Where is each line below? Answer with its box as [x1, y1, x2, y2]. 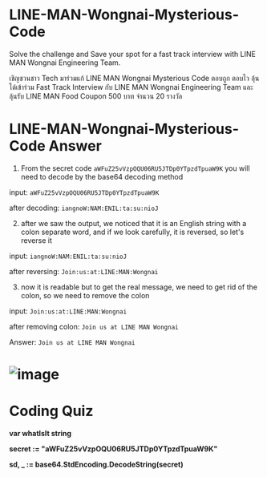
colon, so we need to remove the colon [20, 290, 150, 300]
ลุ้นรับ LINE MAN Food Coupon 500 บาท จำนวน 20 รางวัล [9, 91, 183, 101]
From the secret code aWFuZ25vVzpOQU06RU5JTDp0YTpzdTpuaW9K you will [20, 163, 251, 173]
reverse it [20, 235, 53, 245]
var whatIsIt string [9, 429, 71, 438]
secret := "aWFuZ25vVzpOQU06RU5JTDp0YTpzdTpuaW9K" [9, 444, 218, 454]
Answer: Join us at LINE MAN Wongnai [9, 337, 136, 346]
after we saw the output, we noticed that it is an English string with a [20, 218, 247, 228]
